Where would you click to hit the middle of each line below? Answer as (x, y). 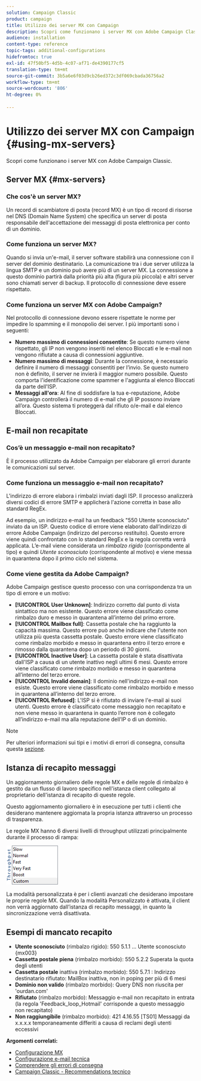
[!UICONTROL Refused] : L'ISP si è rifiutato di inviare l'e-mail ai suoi (98, 700)
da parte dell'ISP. (36, 387)
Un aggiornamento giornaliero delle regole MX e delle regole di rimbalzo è (97, 782)
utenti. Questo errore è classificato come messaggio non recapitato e (100, 707)
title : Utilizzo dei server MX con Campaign (63, 25)
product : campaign (29, 19)
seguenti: (18, 331)
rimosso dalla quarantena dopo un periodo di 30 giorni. (83, 649)
